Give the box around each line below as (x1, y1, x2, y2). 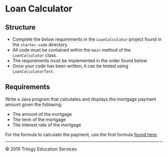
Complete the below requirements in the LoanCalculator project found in (12, 36, 161, 42)
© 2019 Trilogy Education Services (5, 146, 77, 152)
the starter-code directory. (12, 42, 68, 48)
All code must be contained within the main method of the (12, 47, 131, 53)
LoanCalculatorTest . (12, 68, 54, 74)
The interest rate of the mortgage (12, 121, 81, 128)
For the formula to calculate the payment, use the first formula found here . (5, 131, 158, 137)
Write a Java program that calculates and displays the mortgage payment (5, 96, 156, 102)
